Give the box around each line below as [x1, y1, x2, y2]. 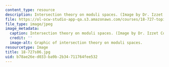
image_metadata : [5, 26, 39, 31]
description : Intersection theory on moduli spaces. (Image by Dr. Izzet [5, 12, 163, 17]
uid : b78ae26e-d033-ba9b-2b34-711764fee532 [5, 54, 98, 59]
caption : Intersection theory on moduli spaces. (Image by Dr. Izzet [10, 31, 158, 36]
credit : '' [10, 36, 33, 41]
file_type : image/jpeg [5, 21, 53, 27]
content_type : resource [5, 7, 55, 13]
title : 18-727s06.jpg [5, 49, 51, 54]
